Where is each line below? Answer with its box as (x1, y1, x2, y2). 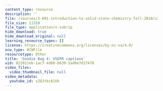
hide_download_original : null (5, 34, 66, 39)
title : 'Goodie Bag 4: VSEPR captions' (5, 56, 86, 61)
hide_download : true (5, 29, 47, 34)
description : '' (5, 12, 38, 16)
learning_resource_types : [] (5, 39, 64, 43)
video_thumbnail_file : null (9, 70, 66, 75)
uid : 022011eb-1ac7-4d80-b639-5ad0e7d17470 (5, 61, 95, 65)
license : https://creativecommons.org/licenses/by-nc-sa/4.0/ (5, 43, 133, 48)
